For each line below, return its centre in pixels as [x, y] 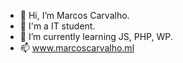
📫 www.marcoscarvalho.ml [77, 48]
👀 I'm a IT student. [57, 26]
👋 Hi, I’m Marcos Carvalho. [74, 15]
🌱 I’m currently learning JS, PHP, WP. [96, 36]
